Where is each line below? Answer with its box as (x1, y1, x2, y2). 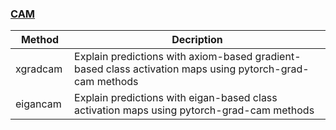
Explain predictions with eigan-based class (74, 91, 278, 105)
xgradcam (15, 62, 63, 76)
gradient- (254, 50, 302, 64)
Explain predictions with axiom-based (74, 50, 253, 64)
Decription (171, 33, 223, 47)
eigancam (15, 97, 62, 111)
